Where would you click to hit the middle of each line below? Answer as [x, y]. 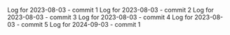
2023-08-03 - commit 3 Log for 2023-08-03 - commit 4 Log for [100, 17]
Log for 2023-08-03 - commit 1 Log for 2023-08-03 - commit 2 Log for [110, 10]
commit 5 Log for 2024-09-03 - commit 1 [81, 24]
